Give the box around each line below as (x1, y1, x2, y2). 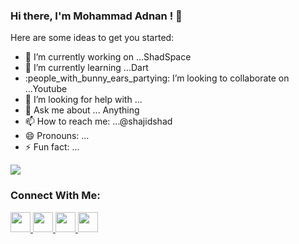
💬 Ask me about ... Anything (24, 104, 140, 116)
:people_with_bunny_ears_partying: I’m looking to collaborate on (24, 72, 290, 84)
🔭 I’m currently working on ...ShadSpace (24, 51, 192, 63)
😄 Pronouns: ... (24, 130, 90, 142)
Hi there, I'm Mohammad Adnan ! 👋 (10, 9, 183, 23)
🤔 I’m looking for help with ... (24, 94, 143, 106)
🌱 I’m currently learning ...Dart (24, 62, 149, 74)
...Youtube (24, 83, 68, 95)
